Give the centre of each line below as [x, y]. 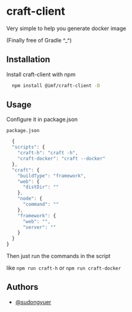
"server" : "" [39, 227]
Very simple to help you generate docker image [66, 28]
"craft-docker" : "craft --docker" [61, 159]
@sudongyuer [33, 302]
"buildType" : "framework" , [52, 176]
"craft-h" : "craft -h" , [48, 153]
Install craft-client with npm [41, 74]
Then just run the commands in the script [58, 256]
